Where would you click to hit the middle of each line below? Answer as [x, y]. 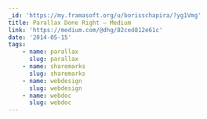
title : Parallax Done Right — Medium [70, 23]
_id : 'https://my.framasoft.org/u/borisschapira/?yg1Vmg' [105, 15]
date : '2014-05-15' [40, 37]
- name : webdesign [52, 81]
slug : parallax [54, 59]
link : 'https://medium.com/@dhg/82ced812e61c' [85, 30]
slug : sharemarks [57, 74]
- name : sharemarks [54, 67]
